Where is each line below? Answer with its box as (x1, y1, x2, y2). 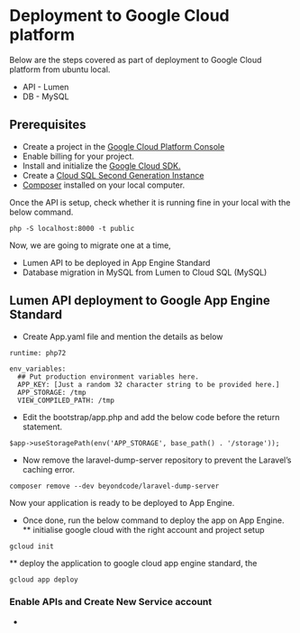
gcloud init (9, 542, 54, 551)
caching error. (22, 463, 75, 474)
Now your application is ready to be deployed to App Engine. (9, 497, 235, 508)
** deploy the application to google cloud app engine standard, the (9, 557, 258, 568)
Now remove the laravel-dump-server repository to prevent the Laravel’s (22, 454, 292, 465)
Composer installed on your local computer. (22, 179, 186, 190)
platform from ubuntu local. (9, 64, 111, 75)
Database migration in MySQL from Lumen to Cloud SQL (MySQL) (22, 267, 268, 278)
